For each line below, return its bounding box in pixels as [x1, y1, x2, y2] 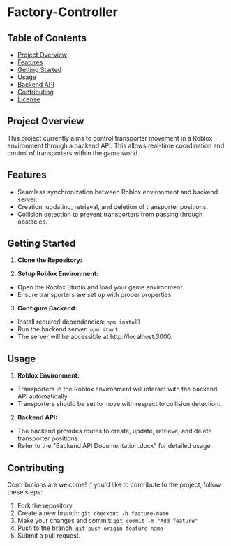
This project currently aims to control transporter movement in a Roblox [7, 134, 213, 142]
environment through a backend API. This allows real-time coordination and [7, 141, 225, 150]
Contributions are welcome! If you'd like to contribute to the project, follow [7, 480, 221, 489]
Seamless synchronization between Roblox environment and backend [17, 187, 218, 196]
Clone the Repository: [17, 256, 82, 264]
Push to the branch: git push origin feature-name [17, 524, 164, 532]
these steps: [7, 488, 43, 496]
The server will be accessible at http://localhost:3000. [17, 333, 173, 341]
